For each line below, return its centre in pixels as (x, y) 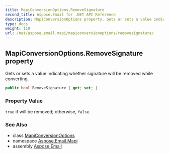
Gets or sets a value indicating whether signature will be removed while (79, 73)
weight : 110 (18, 29)
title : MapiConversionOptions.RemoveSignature (55, 10)
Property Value (24, 101)
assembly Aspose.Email (37, 146)
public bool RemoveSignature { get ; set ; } (52, 88)
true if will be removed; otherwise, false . (48, 111)
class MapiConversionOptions (44, 135)
